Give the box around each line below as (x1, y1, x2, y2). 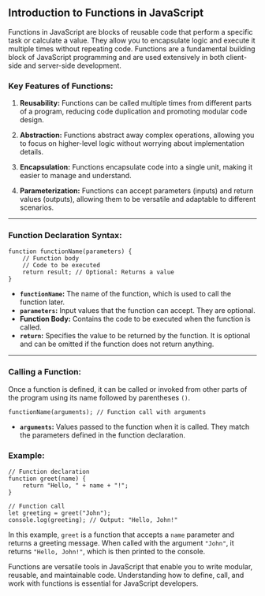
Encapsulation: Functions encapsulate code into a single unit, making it (19, 162, 253, 172)
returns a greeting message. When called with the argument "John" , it (8, 538, 234, 547)
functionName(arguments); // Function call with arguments (8, 408, 207, 416)
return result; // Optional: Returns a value (22, 268, 175, 277)
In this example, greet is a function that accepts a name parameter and (8, 530, 235, 539)
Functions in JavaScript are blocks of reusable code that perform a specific (8, 27, 254, 36)
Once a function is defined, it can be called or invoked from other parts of (8, 384, 248, 393)
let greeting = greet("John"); (8, 509, 111, 517)
